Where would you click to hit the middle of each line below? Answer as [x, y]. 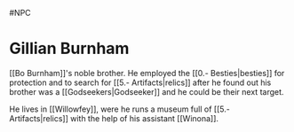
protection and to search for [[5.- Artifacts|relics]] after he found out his [140, 82]
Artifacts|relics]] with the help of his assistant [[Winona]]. [114, 118]
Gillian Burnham [69, 49]
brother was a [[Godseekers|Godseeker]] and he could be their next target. [147, 91]
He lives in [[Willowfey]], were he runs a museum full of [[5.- [120, 109]
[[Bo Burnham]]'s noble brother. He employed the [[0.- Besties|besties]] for [147, 73]
